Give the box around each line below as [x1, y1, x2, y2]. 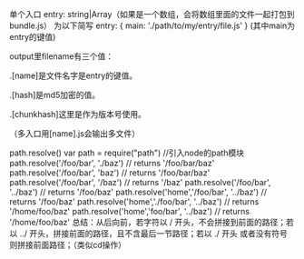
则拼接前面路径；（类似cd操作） [9, 240, 127, 250]
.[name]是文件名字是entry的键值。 [9, 70, 138, 81]
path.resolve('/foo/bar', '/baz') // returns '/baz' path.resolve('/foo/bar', [9, 177, 271, 187]
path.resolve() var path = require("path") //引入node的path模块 [9, 147, 245, 158]
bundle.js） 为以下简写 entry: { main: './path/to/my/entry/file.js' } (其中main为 [9, 20, 296, 31]
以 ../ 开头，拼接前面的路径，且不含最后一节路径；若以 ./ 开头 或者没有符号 [9, 228, 288, 239]
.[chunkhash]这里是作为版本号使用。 [9, 109, 147, 119]
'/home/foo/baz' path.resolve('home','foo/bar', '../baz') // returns [9, 206, 250, 216]
